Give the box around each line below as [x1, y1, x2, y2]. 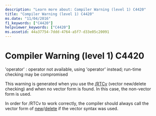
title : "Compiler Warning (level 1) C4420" [5, 12, 94, 16]
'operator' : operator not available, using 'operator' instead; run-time [5, 66, 141, 72]
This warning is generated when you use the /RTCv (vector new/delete [5, 81, 146, 87]
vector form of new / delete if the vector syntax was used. [5, 105, 119, 111]
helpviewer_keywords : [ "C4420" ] [5, 25, 70, 30]
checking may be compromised [5, 71, 68, 77]
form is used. [5, 91, 31, 97]
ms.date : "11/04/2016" [5, 16, 51, 21]
